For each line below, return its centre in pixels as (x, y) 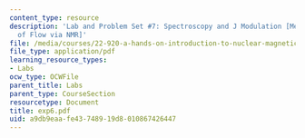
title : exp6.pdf (40, 111)
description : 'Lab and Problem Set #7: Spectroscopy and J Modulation (146, 26)
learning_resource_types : (58, 60)
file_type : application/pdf (63, 52)
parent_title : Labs (46, 85)
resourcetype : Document (54, 102)
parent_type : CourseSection (63, 94)
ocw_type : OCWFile (44, 77)
